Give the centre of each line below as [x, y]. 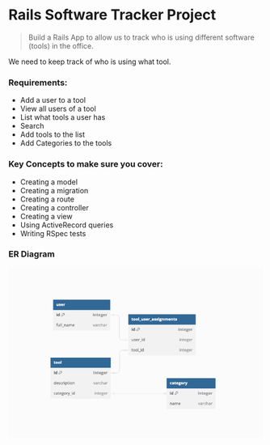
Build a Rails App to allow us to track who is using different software [141, 37]
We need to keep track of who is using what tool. [90, 61]
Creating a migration [54, 190]
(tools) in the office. [61, 45]
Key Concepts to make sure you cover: [86, 164]
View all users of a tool [58, 109]
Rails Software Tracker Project [112, 15]
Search [32, 126]
